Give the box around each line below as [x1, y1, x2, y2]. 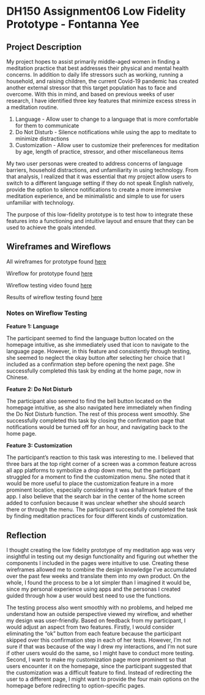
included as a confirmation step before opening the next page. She [6, 360, 176, 368]
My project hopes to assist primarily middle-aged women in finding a [6, 58, 180, 65]
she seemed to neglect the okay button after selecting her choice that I [6, 354, 185, 362]
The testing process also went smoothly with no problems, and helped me [6, 604, 193, 611]
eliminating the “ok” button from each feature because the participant [6, 629, 182, 637]
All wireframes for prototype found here [6, 257, 106, 265]
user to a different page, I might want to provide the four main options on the [6, 675, 199, 683]
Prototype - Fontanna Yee [6, 17, 140, 31]
